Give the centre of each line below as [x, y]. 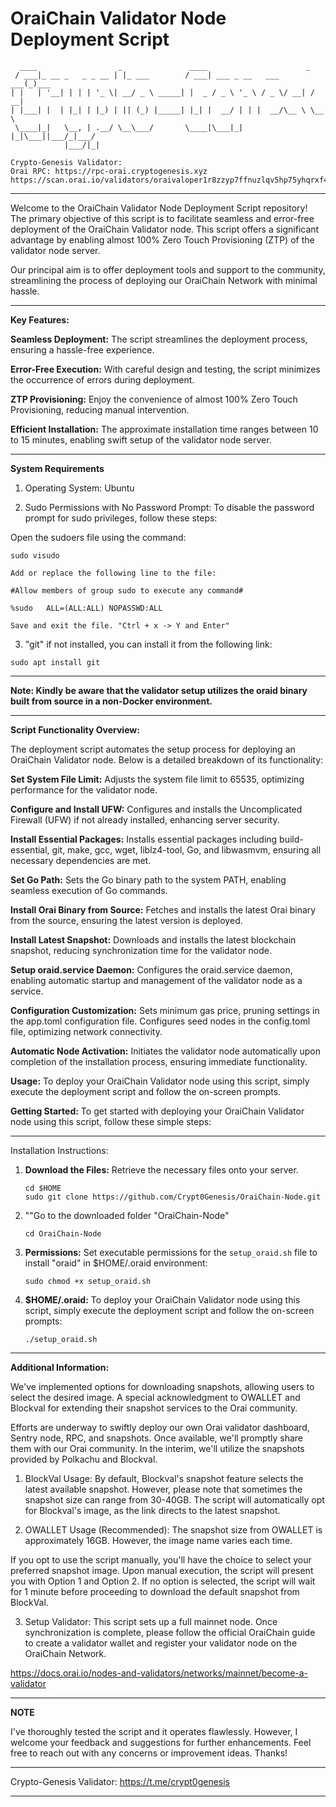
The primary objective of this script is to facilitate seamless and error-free [162, 218]
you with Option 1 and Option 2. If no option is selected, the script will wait [163, 1581]
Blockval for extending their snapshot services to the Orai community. [154, 1408]
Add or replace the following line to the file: [113, 573]
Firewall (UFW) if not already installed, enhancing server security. [145, 819]
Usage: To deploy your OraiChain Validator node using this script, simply [160, 1081]
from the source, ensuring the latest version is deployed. [126, 920]
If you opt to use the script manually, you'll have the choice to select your [161, 1559]
